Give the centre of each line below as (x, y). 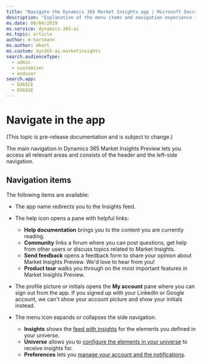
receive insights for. (48, 348)
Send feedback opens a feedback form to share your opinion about (108, 255)
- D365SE (23, 90)
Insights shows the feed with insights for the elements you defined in (110, 328)
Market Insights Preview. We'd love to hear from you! (89, 262)
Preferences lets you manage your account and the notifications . (105, 354)
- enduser (24, 74)
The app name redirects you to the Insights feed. (75, 206)
